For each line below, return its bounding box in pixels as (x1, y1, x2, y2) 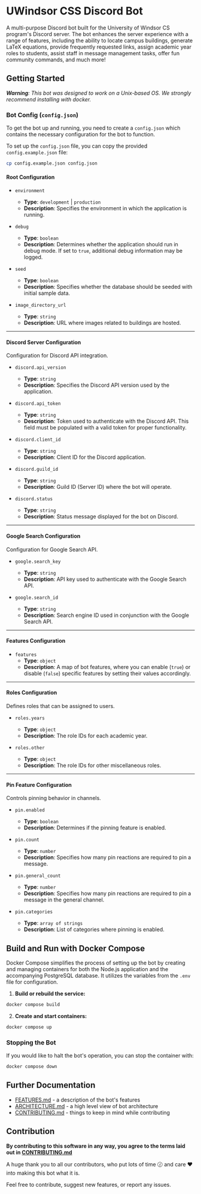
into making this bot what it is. (6, 1169, 80, 1177)
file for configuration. (6, 978, 59, 986)
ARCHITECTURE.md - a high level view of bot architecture (14, 1102, 159, 1109)
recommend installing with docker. (6, 95, 92, 103)
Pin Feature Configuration (6, 781, 72, 788)
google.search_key (14, 559, 61, 565)
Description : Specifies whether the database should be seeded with (23, 283, 193, 291)
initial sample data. (23, 289, 71, 297)
